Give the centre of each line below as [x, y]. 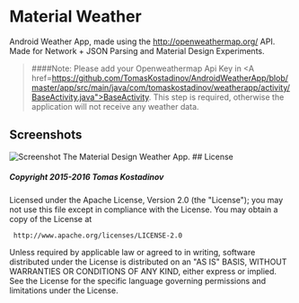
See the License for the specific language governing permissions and [138, 281]
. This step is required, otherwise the [216, 97]
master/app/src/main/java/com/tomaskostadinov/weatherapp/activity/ [160, 87]
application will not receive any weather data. [115, 106]
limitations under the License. [64, 290]
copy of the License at [51, 218]
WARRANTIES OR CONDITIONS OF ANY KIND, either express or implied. [143, 271]
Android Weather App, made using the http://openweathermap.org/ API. [142, 41]
